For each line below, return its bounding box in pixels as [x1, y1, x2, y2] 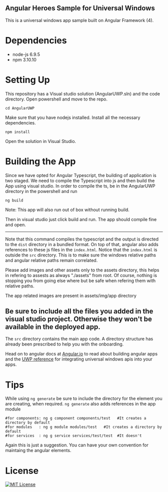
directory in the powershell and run [5, 188, 77, 194]
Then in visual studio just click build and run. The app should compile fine [5, 216, 157, 222]
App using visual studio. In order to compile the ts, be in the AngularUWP [5, 182, 155, 189]
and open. [5, 221, 26, 227]
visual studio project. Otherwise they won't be [5, 315, 152, 323]
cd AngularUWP [5, 105, 35, 110]
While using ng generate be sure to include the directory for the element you [5, 395, 162, 401]
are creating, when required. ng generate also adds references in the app [5, 401, 156, 407]
